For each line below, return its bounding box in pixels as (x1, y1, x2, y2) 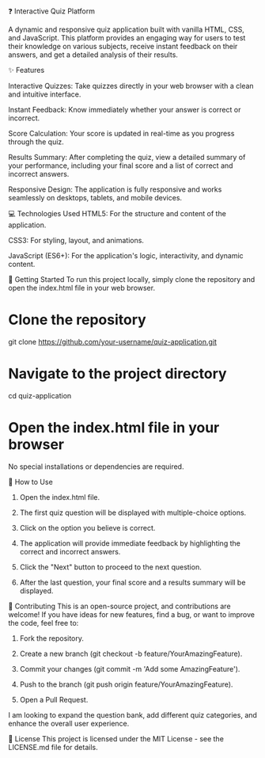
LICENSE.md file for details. (8, 742, 98, 752)
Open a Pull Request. (19, 695, 89, 704)
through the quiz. (8, 137, 65, 147)
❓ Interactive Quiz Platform (8, 6, 96, 16)
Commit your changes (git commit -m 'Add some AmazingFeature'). (19, 664, 240, 673)
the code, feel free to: (8, 618, 79, 627)
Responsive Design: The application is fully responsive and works (8, 185, 222, 194)
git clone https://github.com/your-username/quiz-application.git (8, 337, 218, 346)
